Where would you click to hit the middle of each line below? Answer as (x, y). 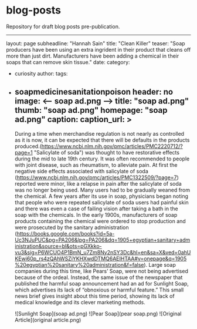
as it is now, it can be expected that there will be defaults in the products (102, 140)
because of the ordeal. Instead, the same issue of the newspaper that (98, 277)
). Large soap (159, 264)
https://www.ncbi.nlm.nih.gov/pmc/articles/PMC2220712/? (112, 146)
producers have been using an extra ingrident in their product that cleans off (98, 49)
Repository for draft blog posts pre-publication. (63, 26)
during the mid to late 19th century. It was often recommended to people (102, 159)
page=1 (24, 152)
